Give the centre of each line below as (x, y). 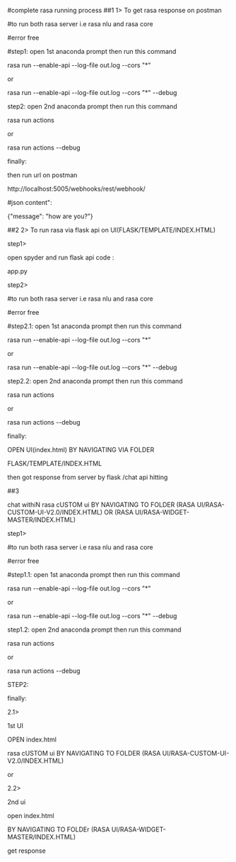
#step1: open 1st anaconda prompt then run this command (92, 51)
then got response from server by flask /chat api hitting (88, 477)
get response (26, 851)
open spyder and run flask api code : (61, 257)
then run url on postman (42, 175)
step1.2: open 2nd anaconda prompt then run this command (94, 629)
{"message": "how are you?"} (50, 216)
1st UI (15, 726)
